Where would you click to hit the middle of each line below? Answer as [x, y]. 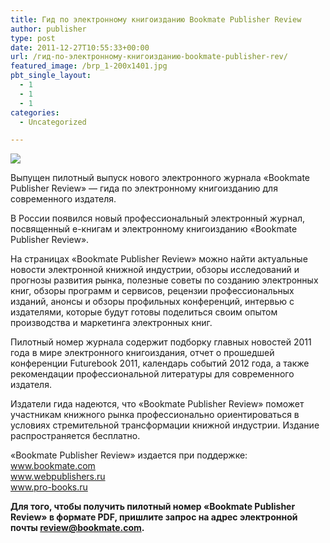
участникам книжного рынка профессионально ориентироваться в [155, 415]
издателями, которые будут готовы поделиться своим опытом [144, 312]
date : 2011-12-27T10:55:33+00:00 [80, 47]
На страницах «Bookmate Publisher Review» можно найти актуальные [159, 259]
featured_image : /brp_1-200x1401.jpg [89, 66]
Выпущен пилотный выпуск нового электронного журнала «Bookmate [160, 178]
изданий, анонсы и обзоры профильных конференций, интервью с [152, 302]
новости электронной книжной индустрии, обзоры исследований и [155, 270]
